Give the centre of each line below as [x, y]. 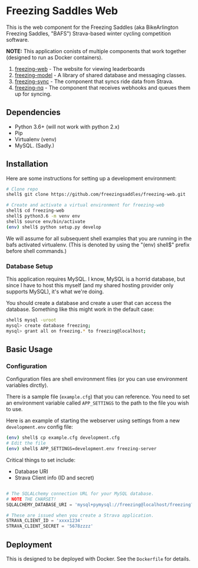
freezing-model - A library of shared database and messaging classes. [100, 75]
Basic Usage [29, 349]
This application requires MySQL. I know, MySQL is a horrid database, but [96, 279]
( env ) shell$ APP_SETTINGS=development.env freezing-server [82, 449]
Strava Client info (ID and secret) [54, 477]
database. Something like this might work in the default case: [80, 309]
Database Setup [29, 266]
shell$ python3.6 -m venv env [43, 216]
